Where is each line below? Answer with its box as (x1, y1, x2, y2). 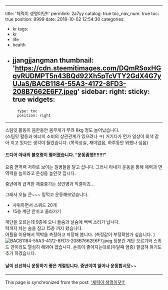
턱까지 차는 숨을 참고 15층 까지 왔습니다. (5, 225, 83, 231)
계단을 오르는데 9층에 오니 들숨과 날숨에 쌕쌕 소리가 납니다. (5, 219, 120, 225)
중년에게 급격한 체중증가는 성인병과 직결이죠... (5, 181, 95, 187)
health (12, 42, 26, 47)
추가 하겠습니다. (5, 250, 36, 256)
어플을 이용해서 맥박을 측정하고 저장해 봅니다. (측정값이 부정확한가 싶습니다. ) (5, 231, 155, 237)
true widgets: (12, 95, 55, 104)
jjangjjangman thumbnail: (12, 56, 94, 65)
